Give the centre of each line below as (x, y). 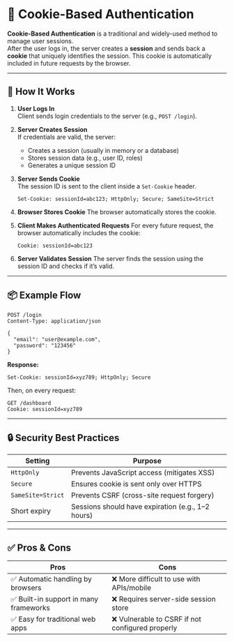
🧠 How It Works (41, 92)
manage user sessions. (40, 40)
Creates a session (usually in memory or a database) (103, 150)
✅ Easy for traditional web (53, 619)
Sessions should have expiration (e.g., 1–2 (140, 507)
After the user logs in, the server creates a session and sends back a (106, 48)
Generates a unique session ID (72, 165)
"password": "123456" (45, 345)
